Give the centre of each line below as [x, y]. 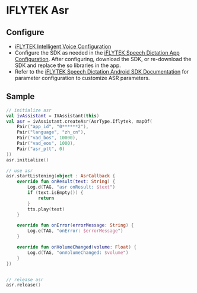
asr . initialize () [28, 160]
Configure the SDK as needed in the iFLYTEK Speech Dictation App [97, 53]
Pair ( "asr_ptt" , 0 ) [41, 149]
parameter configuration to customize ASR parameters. [82, 78]
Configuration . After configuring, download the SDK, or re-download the [103, 59]
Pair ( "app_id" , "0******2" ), [53, 127]
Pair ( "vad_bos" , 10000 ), [47, 138]
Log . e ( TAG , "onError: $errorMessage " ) [75, 231]
